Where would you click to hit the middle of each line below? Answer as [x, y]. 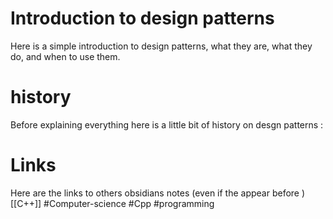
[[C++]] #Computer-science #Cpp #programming [112, 203]
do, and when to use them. [65, 56]
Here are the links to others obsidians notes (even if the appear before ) [158, 193]
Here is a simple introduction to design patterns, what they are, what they [161, 46]
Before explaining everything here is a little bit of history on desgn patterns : [167, 124]
